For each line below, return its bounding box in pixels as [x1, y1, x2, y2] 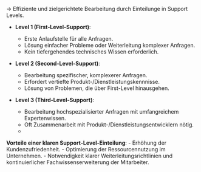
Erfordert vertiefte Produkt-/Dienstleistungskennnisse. [24, 78, 160, 85]
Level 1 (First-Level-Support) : [15, 24, 91, 30]
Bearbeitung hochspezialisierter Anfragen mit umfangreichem [24, 108, 179, 115]
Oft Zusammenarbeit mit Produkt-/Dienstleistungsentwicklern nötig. [24, 121, 194, 128]
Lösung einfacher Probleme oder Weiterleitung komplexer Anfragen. [24, 42, 196, 49]
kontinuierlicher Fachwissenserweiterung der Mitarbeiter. [6, 159, 149, 166]
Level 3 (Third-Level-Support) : [15, 97, 94, 103]
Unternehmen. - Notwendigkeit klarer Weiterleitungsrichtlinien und [6, 152, 173, 159]
